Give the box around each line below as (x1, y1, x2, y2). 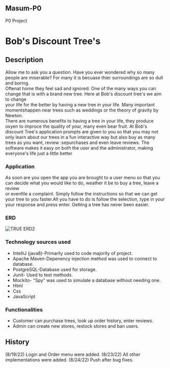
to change (5, 96, 26, 102)
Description (5, 55, 43, 64)
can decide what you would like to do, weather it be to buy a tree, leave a (5, 180, 159, 186)
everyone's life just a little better (5, 150, 73, 156)
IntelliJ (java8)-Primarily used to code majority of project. (12, 250, 133, 256)
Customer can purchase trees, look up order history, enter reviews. (12, 318, 154, 324)
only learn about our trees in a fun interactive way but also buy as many (5, 134, 156, 140)
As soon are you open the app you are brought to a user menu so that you (5, 175, 160, 181)
